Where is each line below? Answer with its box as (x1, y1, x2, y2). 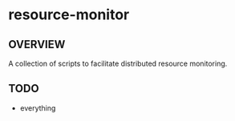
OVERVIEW (8, 38, 66, 51)
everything (19, 103, 56, 113)
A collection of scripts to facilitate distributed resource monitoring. (8, 58, 228, 68)
